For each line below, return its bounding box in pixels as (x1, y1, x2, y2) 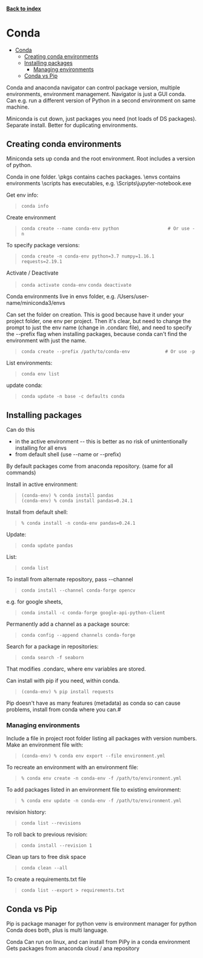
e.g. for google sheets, (6, 598, 63, 606)
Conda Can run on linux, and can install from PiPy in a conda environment (6, 939, 190, 946)
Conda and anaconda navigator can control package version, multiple (6, 84, 181, 91)
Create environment (6, 214, 56, 221)
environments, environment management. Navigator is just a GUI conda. (6, 90, 187, 97)
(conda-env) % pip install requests (21, 689, 114, 695)
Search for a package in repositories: (6, 643, 99, 650)
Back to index (6, 5, 41, 12)
